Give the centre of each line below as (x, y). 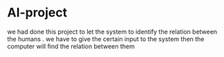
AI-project (37, 13)
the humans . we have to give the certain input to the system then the (106, 38)
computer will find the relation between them (71, 46)
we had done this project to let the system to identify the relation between (112, 32)
